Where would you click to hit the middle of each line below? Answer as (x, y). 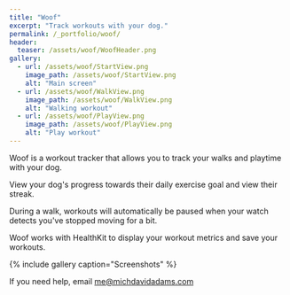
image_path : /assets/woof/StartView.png (101, 75)
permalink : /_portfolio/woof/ (65, 34)
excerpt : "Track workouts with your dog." (89, 26)
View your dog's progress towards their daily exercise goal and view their (143, 184)
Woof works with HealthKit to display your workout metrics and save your (144, 237)
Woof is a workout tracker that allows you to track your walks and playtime (145, 158)
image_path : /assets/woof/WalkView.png (99, 100)
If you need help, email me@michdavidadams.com (102, 281)
